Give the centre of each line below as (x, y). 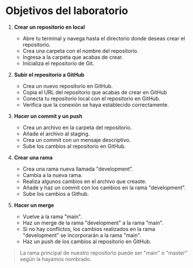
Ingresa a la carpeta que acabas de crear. (73, 57)
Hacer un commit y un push (48, 116)
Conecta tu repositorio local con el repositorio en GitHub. (91, 99)
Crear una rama (33, 157)
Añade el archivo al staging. (56, 134)
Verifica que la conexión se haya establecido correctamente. (96, 104)
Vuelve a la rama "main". (52, 216)
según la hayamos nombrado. (56, 259)
